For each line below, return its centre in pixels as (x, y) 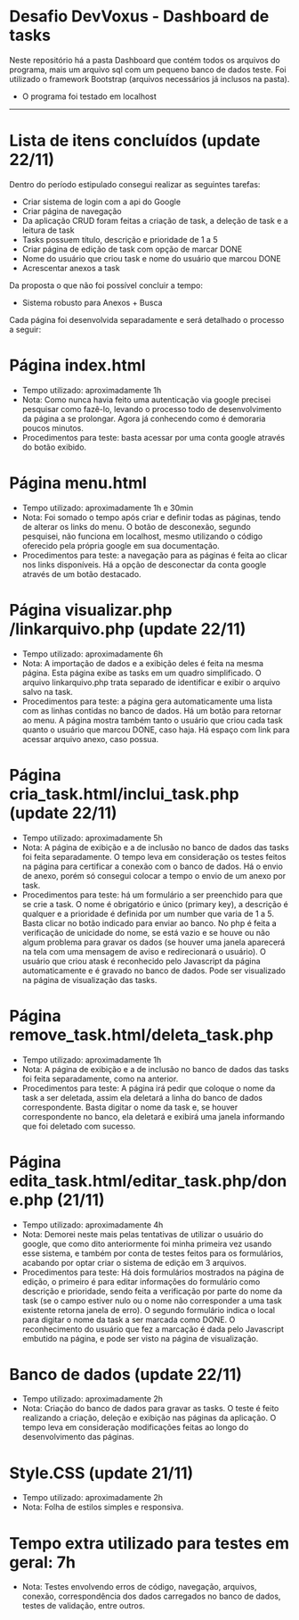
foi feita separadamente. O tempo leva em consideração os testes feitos (154, 856)
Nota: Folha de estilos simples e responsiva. (103, 1507)
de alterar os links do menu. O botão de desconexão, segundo (136, 526)
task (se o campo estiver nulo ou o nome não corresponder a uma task (152, 1301)
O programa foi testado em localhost (89, 96)
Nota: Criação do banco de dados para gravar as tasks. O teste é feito (150, 1409)
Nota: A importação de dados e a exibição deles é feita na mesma (143, 663)
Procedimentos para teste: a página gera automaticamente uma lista (147, 701)
